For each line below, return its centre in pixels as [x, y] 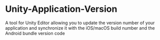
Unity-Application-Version [61, 9]
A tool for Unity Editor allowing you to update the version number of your [80, 23]
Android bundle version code [35, 33]
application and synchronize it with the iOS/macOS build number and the [80, 28]
